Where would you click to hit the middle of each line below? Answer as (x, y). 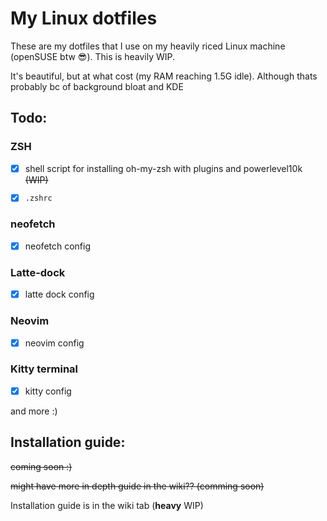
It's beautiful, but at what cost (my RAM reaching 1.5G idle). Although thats (164, 76)
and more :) (34, 411)
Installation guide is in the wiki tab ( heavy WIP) (107, 505)
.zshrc (38, 198)
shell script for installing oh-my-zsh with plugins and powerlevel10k (163, 168)
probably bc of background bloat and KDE (97, 86)
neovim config (54, 343)
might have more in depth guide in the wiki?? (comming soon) (137, 486)
